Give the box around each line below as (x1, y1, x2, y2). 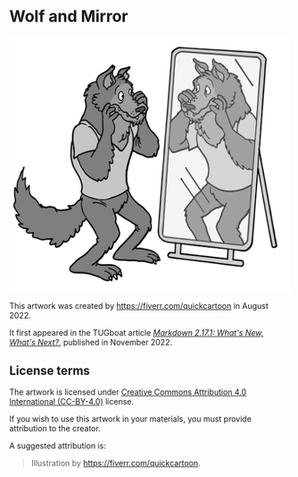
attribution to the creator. (9, 423, 101, 433)
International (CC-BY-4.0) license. (9, 396, 135, 406)
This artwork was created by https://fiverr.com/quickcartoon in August (9, 301, 269, 311)
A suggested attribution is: (9, 440, 107, 451)
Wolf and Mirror (9, 6, 128, 27)
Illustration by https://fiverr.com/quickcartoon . (30, 458, 201, 468)
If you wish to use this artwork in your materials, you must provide (9, 413, 252, 424)
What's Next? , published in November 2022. (9, 337, 172, 348)
